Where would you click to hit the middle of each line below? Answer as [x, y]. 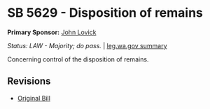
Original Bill [34, 98]
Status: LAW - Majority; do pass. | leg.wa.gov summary [87, 45]
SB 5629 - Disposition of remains [105, 13]
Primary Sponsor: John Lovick [52, 32]
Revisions [29, 81]
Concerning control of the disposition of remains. [78, 59]
